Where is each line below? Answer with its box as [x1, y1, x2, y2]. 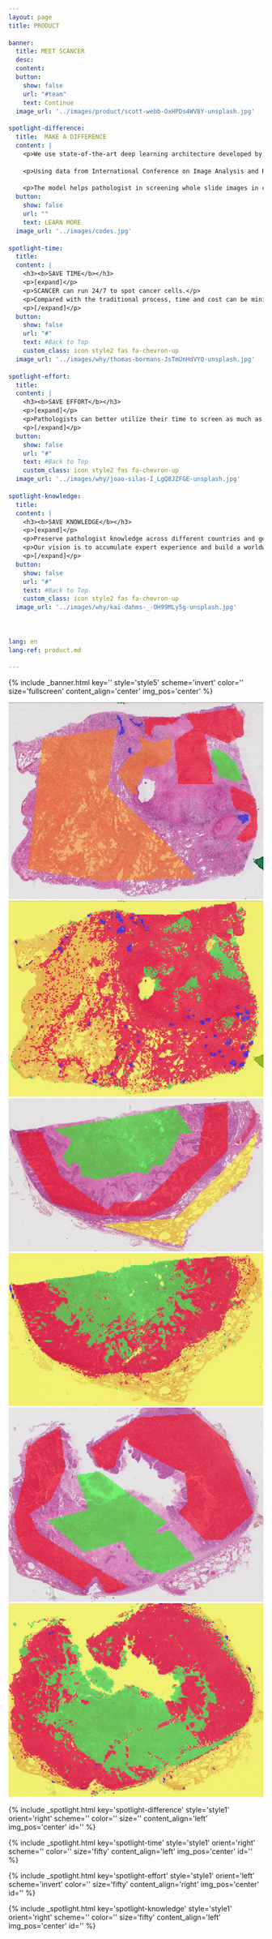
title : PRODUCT [8, 21, 60, 30]
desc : [15, 56, 35, 64]
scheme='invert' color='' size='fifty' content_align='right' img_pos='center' [8, 1880, 260, 1890]
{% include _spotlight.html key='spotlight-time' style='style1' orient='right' [8, 1838, 256, 1848]
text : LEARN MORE [23, 218, 82, 226]
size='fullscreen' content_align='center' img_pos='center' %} [8, 686, 213, 697]
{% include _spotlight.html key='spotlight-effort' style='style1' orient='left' [8, 1871, 255, 1881]
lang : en [8, 637, 38, 646]
